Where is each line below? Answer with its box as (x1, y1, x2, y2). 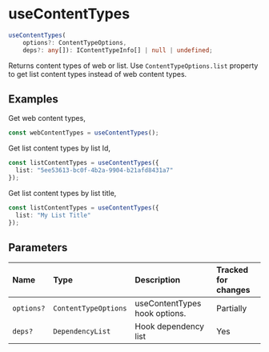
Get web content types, (8, 114, 86, 123)
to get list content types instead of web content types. (8, 69, 187, 78)
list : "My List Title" (15, 211, 91, 219)
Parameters (8, 241, 68, 254)
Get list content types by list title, (8, 188, 117, 198)
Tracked (215, 265, 249, 276)
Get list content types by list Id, (8, 143, 110, 153)
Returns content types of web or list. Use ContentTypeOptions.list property (8, 61, 259, 70)
